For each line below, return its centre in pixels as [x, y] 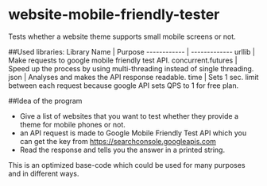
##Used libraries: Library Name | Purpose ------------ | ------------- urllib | [132, 51]
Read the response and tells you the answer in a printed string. [122, 150]
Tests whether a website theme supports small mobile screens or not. [122, 36]
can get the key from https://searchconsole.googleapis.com [118, 141]
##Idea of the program [45, 101]
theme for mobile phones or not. [72, 124]
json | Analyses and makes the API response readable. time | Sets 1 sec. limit [133, 77]
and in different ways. [44, 173]
